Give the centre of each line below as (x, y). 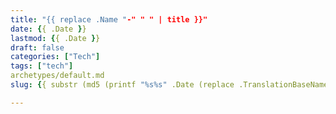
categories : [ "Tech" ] (55, 57)
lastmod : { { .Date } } (55, 38)
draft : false (37, 47)
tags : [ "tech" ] (42, 66)
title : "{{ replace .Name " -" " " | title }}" (109, 19)
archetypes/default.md (57, 76)
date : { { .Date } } (48, 29)
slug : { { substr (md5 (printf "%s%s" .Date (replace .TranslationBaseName (169, 85)
